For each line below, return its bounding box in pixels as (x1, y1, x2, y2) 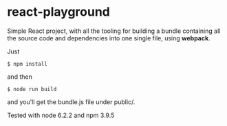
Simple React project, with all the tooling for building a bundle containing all (7, 27, 221, 35)
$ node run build (7, 86, 57, 92)
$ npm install (7, 60, 48, 67)
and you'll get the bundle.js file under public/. (7, 97, 136, 106)
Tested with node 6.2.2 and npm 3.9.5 (7, 111, 115, 119)
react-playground (7, 4, 110, 20)
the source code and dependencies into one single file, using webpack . (7, 34, 211, 42)
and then (7, 73, 32, 81)
